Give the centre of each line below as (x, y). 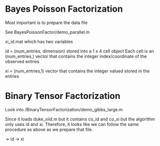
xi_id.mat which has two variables (39, 41)
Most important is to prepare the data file (46, 23)
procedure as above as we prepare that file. (49, 129)
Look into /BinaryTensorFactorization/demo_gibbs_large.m (64, 109)
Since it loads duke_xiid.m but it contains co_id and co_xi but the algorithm (80, 119)
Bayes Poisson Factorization (64, 9)
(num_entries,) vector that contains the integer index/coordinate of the (76, 56)
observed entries (22, 61)
